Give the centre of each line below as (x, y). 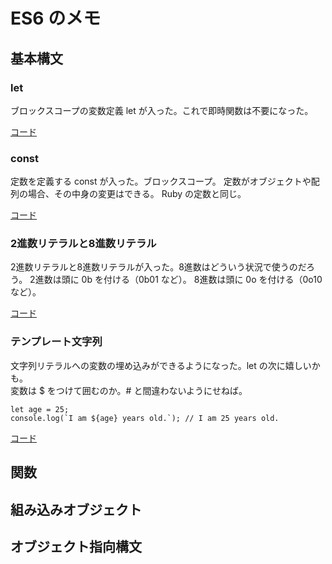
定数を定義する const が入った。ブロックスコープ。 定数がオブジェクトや (161, 181)
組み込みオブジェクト (76, 509)
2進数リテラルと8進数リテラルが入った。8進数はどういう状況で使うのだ (158, 267)
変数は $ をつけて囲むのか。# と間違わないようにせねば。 (129, 390)
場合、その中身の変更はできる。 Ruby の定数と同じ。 (137, 194)
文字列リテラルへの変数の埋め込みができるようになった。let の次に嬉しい (161, 365)
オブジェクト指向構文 (76, 546)
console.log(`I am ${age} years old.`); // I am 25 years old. (145, 418)
